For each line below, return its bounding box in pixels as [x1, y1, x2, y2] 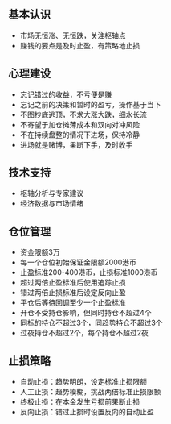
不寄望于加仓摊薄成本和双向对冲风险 [19, 119, 140, 129]
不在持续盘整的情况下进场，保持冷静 [19, 130, 140, 139]
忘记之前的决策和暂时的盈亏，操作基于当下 [19, 99, 161, 109]
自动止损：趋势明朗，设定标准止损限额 [19, 377, 147, 387]
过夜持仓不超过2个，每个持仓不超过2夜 [19, 328, 149, 338]
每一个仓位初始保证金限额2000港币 [19, 257, 136, 268]
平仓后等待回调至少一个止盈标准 [19, 297, 126, 308]
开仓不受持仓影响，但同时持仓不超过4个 [19, 308, 152, 318]
